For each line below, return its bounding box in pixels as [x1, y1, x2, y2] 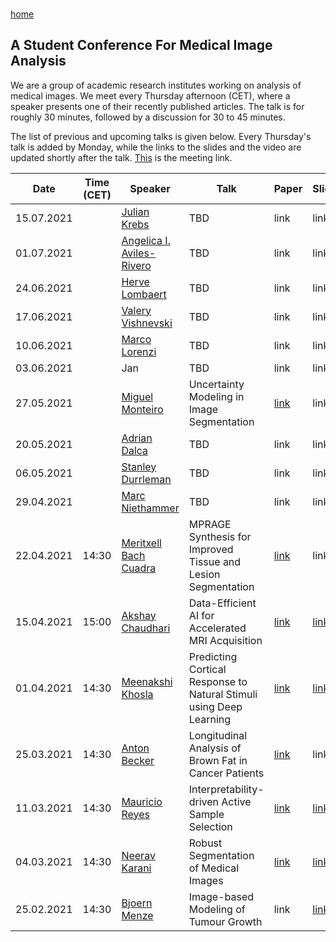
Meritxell [121, 536, 162, 550]
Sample [188, 807, 225, 821]
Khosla [121, 687, 154, 701]
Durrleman [121, 472, 172, 486]
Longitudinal [188, 728, 248, 742]
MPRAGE [188, 517, 232, 531]
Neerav [121, 848, 156, 862]
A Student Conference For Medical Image [10, 37, 273, 54]
